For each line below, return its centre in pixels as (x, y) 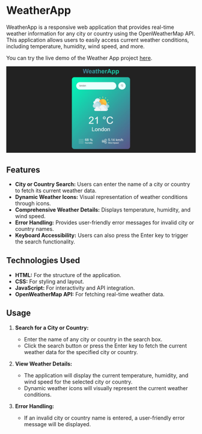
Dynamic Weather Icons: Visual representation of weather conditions (101, 197)
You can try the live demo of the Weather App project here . (79, 58)
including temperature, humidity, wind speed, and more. (76, 46)
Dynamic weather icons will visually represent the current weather (106, 388)
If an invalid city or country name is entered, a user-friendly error (104, 418)
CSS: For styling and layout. (49, 281)
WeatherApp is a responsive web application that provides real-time (90, 27)
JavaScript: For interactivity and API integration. (75, 288)
